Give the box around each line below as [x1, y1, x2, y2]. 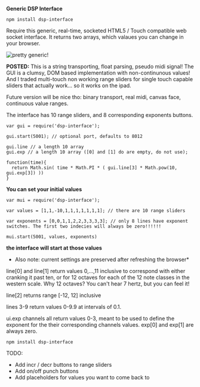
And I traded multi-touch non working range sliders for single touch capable [6, 76, 193, 82]
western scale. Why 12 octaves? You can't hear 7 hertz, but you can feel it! [6, 280, 190, 287]
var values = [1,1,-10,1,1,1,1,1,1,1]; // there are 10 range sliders [6, 208, 186, 214]
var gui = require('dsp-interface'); [6, 123, 100, 129]
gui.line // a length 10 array [6, 144, 84, 150]
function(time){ [6, 159, 47, 165]
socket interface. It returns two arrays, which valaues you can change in [6, 33, 184, 41]
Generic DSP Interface [6, 5, 63, 12]
